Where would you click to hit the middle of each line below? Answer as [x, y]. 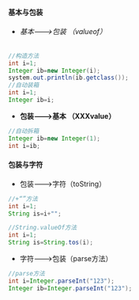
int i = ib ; [24, 146]
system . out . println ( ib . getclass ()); [68, 78]
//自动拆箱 [24, 131]
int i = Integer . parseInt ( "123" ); [61, 281]
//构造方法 [24, 55]
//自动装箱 [24, 85]
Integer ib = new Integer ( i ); [54, 70]
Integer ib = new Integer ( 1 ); [54, 139]
